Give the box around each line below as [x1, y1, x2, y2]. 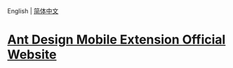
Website [7, 47, 57, 62]
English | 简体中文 [7, 7, 59, 15]
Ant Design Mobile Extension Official [7, 32, 226, 48]
